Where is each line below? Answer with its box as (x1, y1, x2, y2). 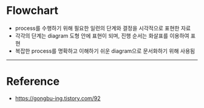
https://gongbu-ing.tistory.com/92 (15, 95, 101, 102)
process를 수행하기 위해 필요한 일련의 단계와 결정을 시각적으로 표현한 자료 (15, 24, 191, 32)
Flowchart (6, 4, 59, 18)
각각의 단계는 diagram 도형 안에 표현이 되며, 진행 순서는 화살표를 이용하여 (15, 32, 189, 39)
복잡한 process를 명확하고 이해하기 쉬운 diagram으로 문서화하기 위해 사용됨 (15, 47, 195, 55)
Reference (6, 75, 59, 89)
